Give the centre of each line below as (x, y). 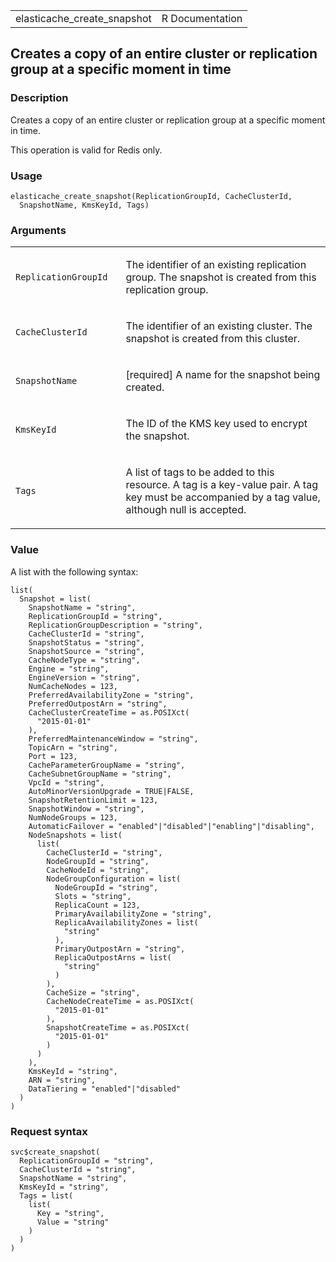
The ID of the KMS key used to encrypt (216, 424)
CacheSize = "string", (93, 992)
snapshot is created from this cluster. (213, 339)
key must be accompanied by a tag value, (223, 497)
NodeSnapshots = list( (75, 835)
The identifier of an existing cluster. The (219, 326)
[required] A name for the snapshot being (223, 375)
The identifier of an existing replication (216, 265)
